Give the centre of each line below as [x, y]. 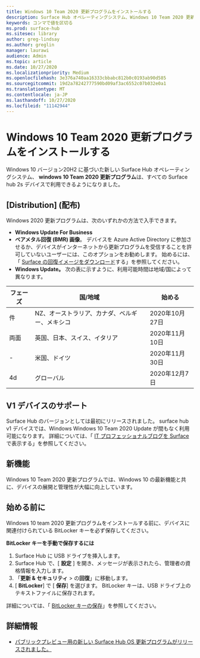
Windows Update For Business [54, 232]
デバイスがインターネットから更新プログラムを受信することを [111, 247]
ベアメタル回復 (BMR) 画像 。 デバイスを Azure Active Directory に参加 [101, 239]
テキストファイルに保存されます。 [56, 592]
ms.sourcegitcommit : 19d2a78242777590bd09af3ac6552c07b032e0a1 [86, 84]
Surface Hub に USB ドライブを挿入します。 [69, 556]
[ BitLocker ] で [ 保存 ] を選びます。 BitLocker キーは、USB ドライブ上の [103, 585]
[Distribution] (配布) [43, 205]
